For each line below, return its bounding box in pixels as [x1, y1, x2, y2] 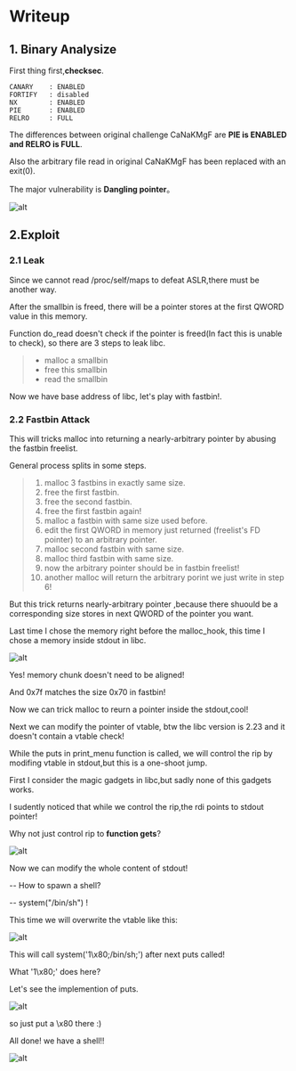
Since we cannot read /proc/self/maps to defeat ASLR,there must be [9, 274, 260, 285]
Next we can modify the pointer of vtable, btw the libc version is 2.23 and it [9, 721, 285, 732]
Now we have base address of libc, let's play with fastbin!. [9, 390, 222, 402]
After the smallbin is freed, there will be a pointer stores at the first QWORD [9, 301, 284, 312]
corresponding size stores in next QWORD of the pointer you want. [9, 608, 254, 618]
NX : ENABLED [9, 98, 86, 107]
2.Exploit [9, 227, 60, 242]
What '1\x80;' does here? [9, 966, 101, 977]
